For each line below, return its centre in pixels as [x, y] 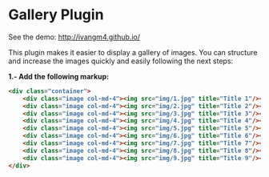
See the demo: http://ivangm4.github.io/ [74, 37]
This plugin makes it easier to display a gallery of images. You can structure [133, 52]
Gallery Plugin [56, 15]
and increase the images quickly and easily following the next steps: [121, 61]
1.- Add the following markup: [59, 76]
